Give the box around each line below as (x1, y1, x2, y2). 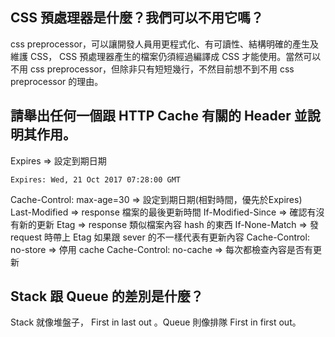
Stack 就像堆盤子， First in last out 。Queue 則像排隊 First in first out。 (10, 316, 302, 328)
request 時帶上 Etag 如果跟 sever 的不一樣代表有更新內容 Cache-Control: (10, 231, 310, 243)
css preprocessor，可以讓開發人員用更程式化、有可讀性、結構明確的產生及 (10, 38, 320, 50)
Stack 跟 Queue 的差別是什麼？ (10, 288, 204, 305)
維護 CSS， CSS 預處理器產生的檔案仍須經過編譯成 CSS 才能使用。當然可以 (10, 50, 322, 62)
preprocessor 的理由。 (10, 75, 104, 87)
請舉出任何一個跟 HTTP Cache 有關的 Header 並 (10, 108, 308, 125)
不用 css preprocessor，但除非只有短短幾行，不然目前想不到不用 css (10, 63, 295, 75)
